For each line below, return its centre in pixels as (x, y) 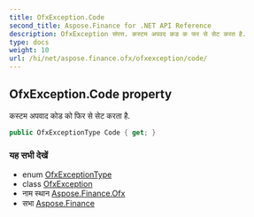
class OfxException (57, 183)
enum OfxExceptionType (67, 174)
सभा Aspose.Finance (58, 203)
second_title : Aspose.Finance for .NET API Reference (111, 26)
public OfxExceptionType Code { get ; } (83, 132)
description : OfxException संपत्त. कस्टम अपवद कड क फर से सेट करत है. (128, 34)
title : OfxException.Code (57, 17)
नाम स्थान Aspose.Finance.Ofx (73, 193)
